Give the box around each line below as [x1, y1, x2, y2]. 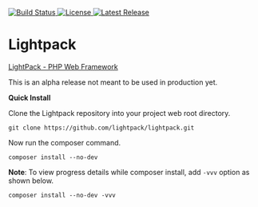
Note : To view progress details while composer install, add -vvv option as [8, 167, 250, 177]
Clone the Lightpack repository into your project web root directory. [8, 108, 231, 117]
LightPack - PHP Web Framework [8, 62, 118, 71]
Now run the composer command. [8, 137, 121, 147]
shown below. [8, 176, 54, 185]
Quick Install [8, 93, 51, 102]
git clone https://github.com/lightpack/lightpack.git [8, 124, 195, 132]
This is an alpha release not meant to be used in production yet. [8, 77, 218, 87]
